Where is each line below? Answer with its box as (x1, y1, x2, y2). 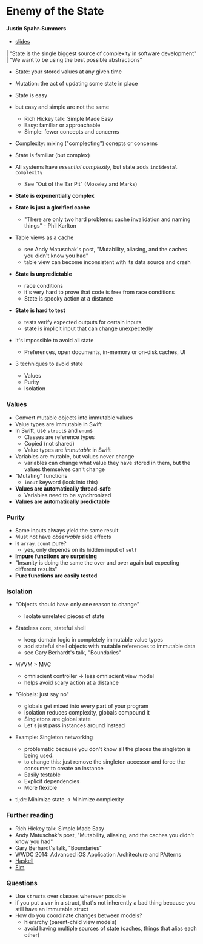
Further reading (6, 811, 53, 820)
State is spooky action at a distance (24, 295, 113, 302)
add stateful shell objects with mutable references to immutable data (24, 642, 196, 650)
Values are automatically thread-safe (15, 484, 111, 492)
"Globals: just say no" (15, 691, 70, 698)
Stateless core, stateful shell (15, 624, 86, 632)
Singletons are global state (24, 715, 91, 723)
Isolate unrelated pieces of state (24, 613, 105, 620)
